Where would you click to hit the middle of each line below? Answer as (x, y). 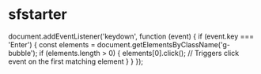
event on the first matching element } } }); (76, 61)
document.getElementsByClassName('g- (164, 44)
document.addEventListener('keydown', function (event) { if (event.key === (131, 36)
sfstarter (38, 15)
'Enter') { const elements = (52, 44)
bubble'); (23, 53)
